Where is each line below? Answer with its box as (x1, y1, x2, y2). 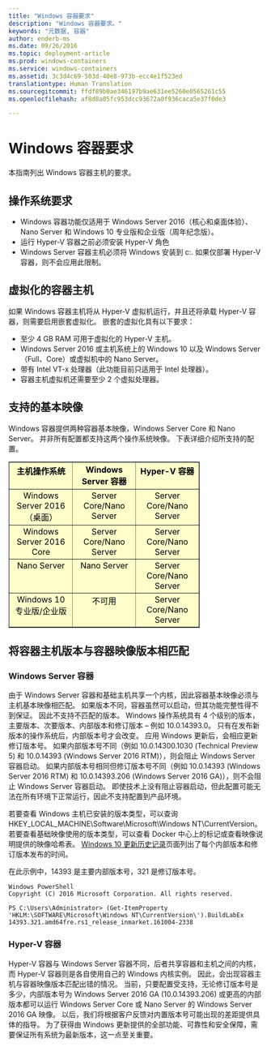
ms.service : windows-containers (8, 65, 117, 73)
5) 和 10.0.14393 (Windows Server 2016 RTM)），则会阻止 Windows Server (8, 751, 256, 761)
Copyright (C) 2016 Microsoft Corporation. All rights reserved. (8, 890, 233, 899)
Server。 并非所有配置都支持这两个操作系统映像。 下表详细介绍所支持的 (8, 433, 248, 443)
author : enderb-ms (8, 34, 70, 43)
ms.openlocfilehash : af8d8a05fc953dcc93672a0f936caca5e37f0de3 (8, 95, 227, 103)
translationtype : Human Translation (8, 79, 132, 88)
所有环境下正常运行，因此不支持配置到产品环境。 (22, 792, 186, 801)
